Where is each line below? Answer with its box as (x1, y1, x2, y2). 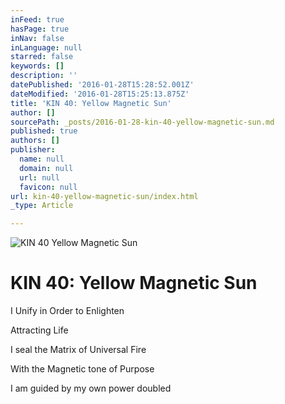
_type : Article (10, 201, 74, 211)
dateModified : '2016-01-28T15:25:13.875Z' (10, 89, 190, 99)
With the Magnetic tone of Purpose (10, 363, 155, 375)
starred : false (10, 52, 74, 62)
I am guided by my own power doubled (10, 382, 172, 395)
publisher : (10, 145, 56, 155)
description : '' (10, 71, 78, 81)
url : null (19, 172, 60, 183)
